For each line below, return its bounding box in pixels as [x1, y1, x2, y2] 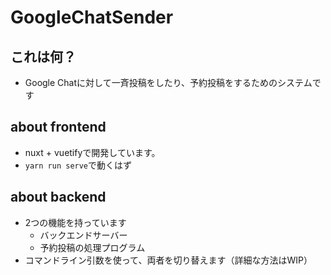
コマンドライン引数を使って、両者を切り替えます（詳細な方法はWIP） [24, 254, 313, 266]
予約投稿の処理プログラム [39, 241, 146, 253]
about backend [10, 189, 107, 206]
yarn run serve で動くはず [24, 159, 133, 171]
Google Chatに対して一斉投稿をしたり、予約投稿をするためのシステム [24, 77, 313, 88]
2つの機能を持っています [24, 216, 127, 228]
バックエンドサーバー [39, 229, 128, 241]
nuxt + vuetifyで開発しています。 [24, 146, 161, 158]
